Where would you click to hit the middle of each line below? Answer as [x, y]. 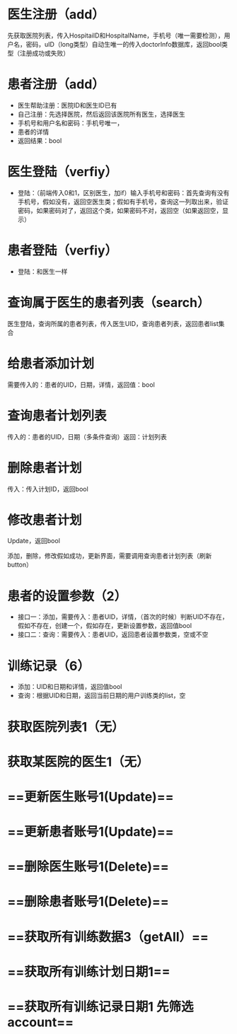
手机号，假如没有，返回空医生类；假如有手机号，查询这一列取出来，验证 [123, 202]
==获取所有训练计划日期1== [89, 971]
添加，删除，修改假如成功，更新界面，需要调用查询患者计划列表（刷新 [110, 556]
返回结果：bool [40, 140]
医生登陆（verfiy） [63, 172]
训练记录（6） [49, 666]
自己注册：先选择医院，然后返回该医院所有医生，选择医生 [101, 114]
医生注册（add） [56, 14]
